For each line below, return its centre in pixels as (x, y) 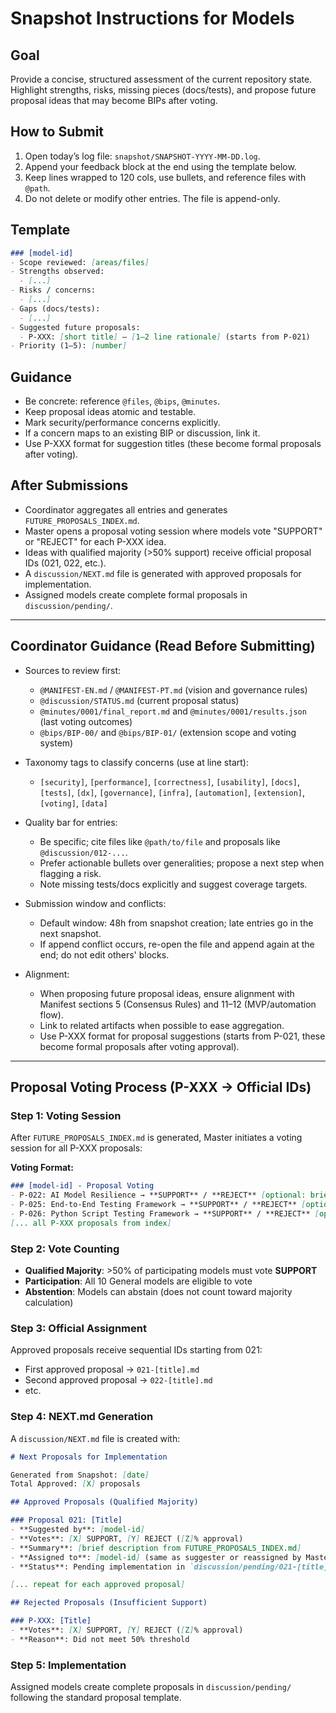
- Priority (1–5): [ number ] (69, 346)
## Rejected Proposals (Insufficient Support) (109, 1603)
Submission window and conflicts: (95, 903)
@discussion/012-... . (83, 852)
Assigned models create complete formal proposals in (136, 594)
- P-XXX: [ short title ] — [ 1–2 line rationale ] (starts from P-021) (165, 337)
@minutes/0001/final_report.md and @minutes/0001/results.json (173, 711)
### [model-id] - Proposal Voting (82, 1186)
